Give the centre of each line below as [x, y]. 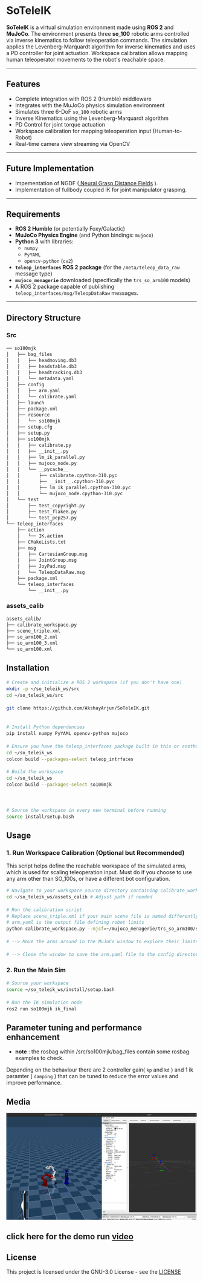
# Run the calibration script [44, 910]
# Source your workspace [37, 983]
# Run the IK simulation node [44, 1003]
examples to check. [39, 1058]
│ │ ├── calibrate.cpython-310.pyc [62, 476]
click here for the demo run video [70, 1237]
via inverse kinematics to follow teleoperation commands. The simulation [97, 40]
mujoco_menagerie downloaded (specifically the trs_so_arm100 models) [102, 280]
